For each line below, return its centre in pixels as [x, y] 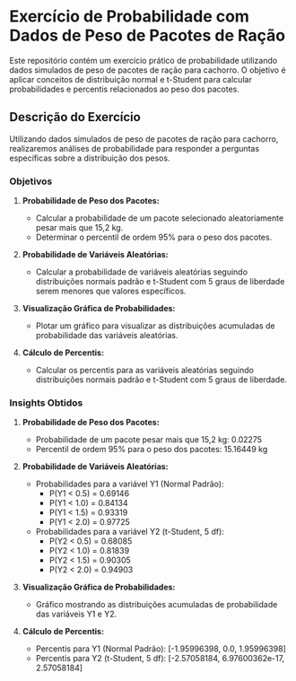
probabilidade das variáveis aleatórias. [107, 336]
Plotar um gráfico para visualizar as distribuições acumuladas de [155, 326]
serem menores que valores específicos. [111, 291]
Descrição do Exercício [75, 117]
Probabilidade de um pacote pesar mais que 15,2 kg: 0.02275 [149, 440]
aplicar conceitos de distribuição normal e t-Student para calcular [131, 79]
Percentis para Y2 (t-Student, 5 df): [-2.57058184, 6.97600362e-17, [160, 659]
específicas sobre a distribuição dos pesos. [90, 158]
